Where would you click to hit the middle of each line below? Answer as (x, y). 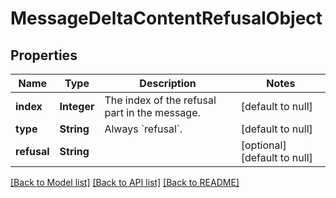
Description (168, 83)
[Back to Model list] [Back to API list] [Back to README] (125, 182)
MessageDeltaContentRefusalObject (166, 18)
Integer (77, 106)
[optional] (263, 145)
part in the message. (152, 112)
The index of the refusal (160, 100)
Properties (44, 55)
